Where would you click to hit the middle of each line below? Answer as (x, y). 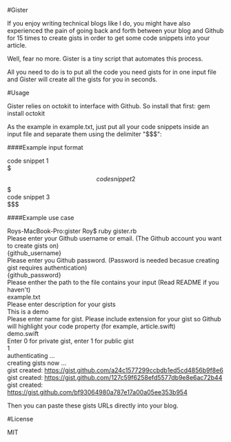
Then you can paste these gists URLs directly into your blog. (93, 405)
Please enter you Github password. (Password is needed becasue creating (113, 260)
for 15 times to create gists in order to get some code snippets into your (109, 38)
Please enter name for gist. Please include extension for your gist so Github (114, 319)
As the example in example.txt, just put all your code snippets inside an (108, 127)
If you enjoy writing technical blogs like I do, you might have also (99, 23)
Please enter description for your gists (61, 304)
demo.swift (23, 333)
